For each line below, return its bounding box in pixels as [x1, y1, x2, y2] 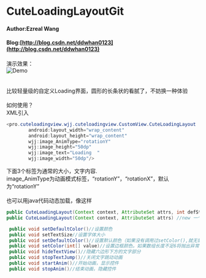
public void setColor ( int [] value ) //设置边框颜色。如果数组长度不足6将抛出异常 [9, 243, 199, 249]
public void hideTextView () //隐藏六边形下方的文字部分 [9, 249, 141, 255]
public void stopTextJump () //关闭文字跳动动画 [9, 255, 123, 261]
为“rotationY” [6, 183, 40, 190]
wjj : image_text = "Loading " [28, 150, 100, 156]
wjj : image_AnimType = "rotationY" [28, 138, 112, 145]
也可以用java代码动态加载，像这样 [6, 197, 92, 204]
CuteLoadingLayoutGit [6, 4, 124, 18]
